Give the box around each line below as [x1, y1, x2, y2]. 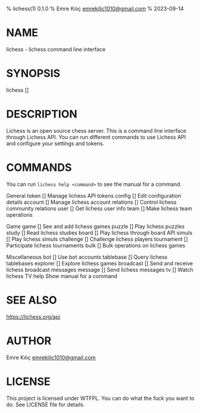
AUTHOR [6, 334, 52, 347]
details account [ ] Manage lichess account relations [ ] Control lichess [6, 198, 177, 206]
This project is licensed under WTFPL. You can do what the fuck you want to [6, 394, 195, 402]
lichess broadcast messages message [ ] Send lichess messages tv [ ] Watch [6, 266, 193, 273]
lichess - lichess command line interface [6, 45, 106, 53]
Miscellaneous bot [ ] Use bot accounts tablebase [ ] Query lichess [6, 253, 168, 261]
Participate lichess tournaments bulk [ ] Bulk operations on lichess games [6, 241, 186, 249]
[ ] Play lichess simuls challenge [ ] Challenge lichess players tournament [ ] [6, 235, 188, 243]
